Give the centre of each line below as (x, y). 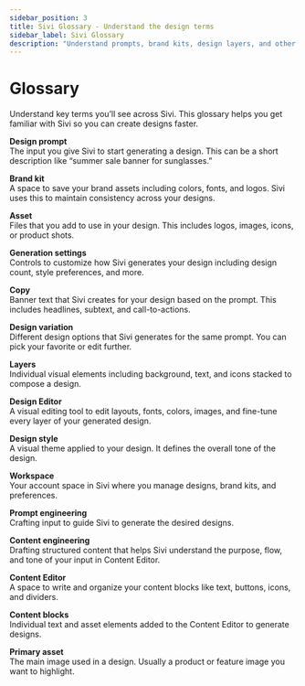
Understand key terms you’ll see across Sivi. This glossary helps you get (146, 114)
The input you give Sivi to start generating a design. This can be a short (144, 151)
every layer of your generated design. (80, 421)
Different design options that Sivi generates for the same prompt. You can (148, 337)
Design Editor (36, 402)
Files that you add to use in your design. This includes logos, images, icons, (152, 226)
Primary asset (37, 652)
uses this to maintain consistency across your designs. (112, 198)
